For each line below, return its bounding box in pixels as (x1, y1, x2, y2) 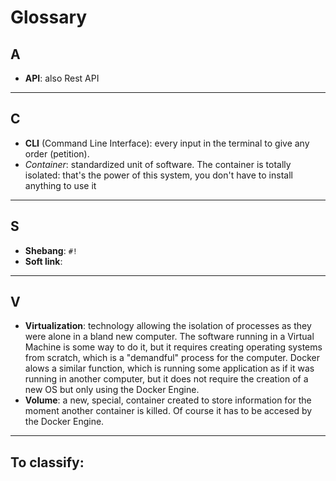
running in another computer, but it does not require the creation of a (24, 373, 309, 385)
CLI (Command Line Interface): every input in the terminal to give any (24, 137, 310, 149)
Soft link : (24, 255, 63, 267)
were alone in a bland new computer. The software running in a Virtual (24, 331, 315, 343)
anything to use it (24, 179, 97, 191)
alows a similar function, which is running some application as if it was (24, 362, 315, 375)
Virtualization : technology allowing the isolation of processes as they (24, 320, 312, 332)
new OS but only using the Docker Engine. (24, 384, 200, 396)
